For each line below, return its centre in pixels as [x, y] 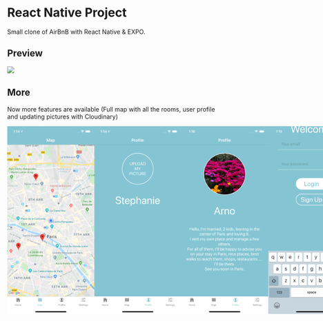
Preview [25, 53]
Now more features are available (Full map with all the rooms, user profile [111, 109]
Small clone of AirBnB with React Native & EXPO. [76, 32]
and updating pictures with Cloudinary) [63, 116]
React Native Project [67, 13]
